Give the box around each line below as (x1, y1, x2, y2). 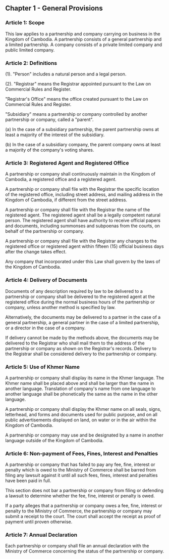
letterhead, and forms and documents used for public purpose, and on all (5, 411, 158, 417)
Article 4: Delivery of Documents (5, 277, 87, 284)
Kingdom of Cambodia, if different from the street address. (5, 197, 128, 203)
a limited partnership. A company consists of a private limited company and (5, 41, 162, 48)
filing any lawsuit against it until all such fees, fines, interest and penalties (5, 472, 158, 479)
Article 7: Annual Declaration (5, 531, 77, 538)
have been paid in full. (5, 478, 51, 484)
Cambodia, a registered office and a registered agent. (5, 177, 117, 183)
